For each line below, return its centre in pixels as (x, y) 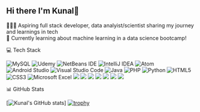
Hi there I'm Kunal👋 (43, 11)
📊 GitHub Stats (25, 89)
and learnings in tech (32, 32)
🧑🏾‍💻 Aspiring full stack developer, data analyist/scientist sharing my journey (100, 25)
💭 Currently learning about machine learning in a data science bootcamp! (96, 38)
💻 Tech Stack (23, 50)
